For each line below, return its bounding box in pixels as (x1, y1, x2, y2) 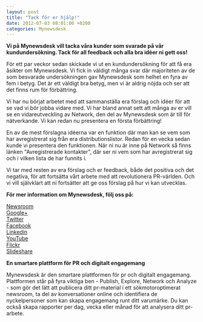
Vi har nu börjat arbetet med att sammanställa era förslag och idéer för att (6, 98, 190, 105)
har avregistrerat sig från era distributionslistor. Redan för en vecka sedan (6, 136, 190, 143)
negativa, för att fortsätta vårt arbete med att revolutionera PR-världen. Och (6, 173, 195, 180)
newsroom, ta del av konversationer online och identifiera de (6, 291, 158, 298)
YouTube (6, 235, 28, 242)
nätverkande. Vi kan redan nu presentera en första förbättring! (6, 117, 162, 125)
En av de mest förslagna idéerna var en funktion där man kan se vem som (6, 129, 191, 136)
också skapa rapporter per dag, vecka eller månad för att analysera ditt (6, 303, 184, 310)
